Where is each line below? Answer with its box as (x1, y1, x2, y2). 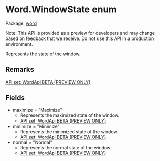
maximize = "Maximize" (12, 107, 62, 113)
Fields (5, 94, 25, 102)
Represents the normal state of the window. (20, 144, 112, 150)
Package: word (5, 20, 37, 26)
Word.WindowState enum (5, 4, 117, 15)
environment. (5, 41, 33, 47)
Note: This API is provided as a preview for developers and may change (5, 30, 155, 36)
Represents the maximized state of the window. (20, 112, 120, 118)
